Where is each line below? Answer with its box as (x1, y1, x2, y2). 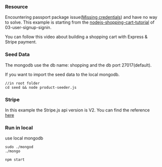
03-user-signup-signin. (5, 25, 52, 30)
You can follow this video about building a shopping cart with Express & (5, 34, 148, 40)
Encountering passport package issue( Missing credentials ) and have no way (5, 14, 158, 20)
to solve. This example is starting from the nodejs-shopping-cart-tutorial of (5, 19, 155, 25)
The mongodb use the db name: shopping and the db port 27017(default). (5, 62, 152, 68)
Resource (5, 3, 28, 10)
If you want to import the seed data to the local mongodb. (5, 71, 120, 77)
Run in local (5, 124, 33, 131)
